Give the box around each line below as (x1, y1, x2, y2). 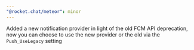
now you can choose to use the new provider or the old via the (6, 31, 160, 38)
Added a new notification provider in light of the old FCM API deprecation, (6, 25, 188, 32)
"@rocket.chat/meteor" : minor (6, 8, 82, 15)
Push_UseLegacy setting (6, 37, 63, 44)
